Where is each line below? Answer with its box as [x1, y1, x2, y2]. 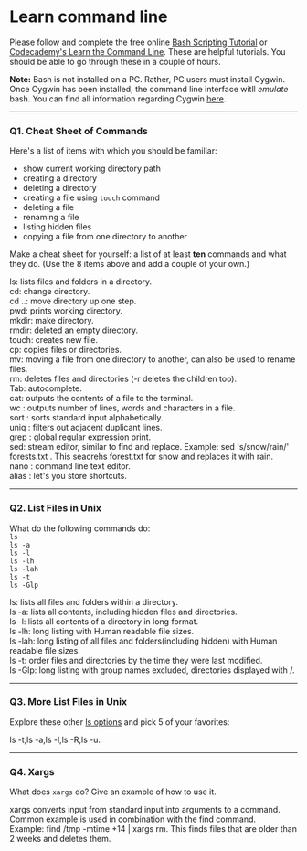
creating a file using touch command [22, 192, 160, 203]
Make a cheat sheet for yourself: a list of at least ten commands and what [9, 249, 287, 260]
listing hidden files [22, 221, 92, 232]
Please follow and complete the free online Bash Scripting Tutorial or [9, 37, 268, 48]
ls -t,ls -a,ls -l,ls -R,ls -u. [9, 734, 101, 745]
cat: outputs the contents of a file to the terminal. [9, 393, 194, 404]
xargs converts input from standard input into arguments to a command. [9, 804, 281, 815]
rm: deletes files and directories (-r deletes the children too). [9, 373, 238, 385]
